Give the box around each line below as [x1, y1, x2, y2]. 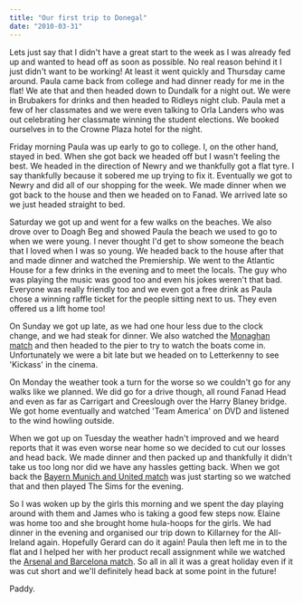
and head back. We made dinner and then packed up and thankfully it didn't [9, 452, 292, 463]
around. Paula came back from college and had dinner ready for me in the [9, 75, 285, 86]
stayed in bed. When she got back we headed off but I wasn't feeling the [9, 150, 280, 161]
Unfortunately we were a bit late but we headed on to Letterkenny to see [9, 349, 279, 360]
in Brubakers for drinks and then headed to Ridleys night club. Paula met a [9, 94, 287, 105]
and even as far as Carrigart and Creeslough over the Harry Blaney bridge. [9, 396, 288, 407]
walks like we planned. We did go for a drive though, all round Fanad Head [9, 386, 287, 397]
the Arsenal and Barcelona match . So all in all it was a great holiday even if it [9, 556, 294, 567]
